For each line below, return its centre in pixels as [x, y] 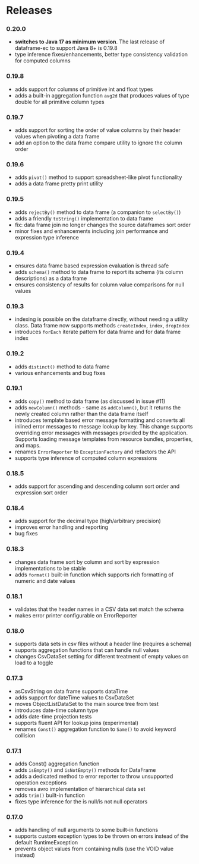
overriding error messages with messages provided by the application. [101, 433]
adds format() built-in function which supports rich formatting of [94, 575]
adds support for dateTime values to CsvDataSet [74, 697]
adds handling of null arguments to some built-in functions [86, 830]
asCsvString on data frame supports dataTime [71, 691]
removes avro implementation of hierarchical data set [80, 789]
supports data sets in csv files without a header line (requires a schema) [103, 644]
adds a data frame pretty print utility [59, 184]
